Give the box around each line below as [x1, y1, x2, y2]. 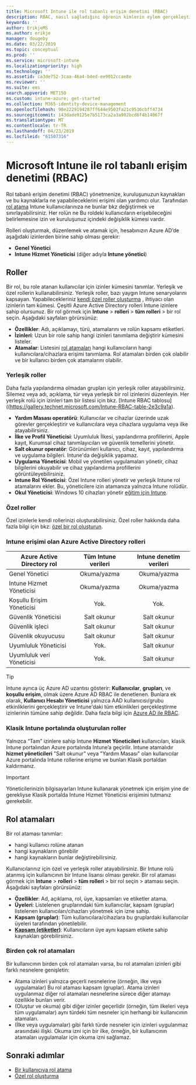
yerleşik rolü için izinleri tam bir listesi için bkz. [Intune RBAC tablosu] [6, 397, 172, 404]
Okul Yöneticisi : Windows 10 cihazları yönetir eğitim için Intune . [14, 489, 168, 496]
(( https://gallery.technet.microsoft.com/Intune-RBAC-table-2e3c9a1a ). [6, 403, 175, 410]
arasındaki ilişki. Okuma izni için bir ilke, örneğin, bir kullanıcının [14, 1027, 167, 1034]
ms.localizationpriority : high [6, 63, 82, 69]
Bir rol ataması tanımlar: [6, 830, 63, 837]
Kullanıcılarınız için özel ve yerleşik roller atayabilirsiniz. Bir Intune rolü [6, 865, 174, 872]
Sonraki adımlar [6, 1050, 65, 1060]
